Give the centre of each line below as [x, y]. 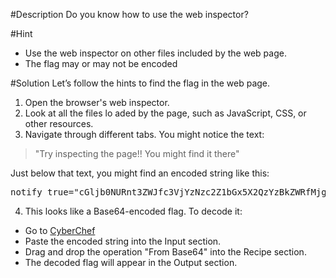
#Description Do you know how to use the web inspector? [129, 14]
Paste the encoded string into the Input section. [123, 241]
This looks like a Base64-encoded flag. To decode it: [133, 211]
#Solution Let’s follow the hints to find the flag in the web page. [140, 83]
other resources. [59, 123]
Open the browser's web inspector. [97, 102]
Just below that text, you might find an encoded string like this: [140, 173]
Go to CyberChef [60, 230]
